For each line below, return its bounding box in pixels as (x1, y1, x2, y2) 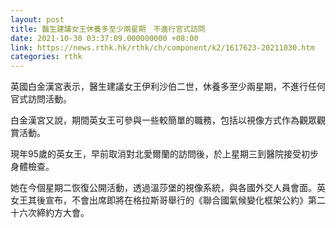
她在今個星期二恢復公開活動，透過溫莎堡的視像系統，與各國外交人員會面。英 (10, 182, 326, 194)
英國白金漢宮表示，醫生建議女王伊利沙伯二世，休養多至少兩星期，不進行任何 (10, 81, 326, 93)
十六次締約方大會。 (10, 207, 90, 219)
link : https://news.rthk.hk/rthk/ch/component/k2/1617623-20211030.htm (10, 42, 315, 53)
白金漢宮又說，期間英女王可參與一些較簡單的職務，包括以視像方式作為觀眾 (10, 114, 317, 126)
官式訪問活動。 (10, 93, 72, 105)
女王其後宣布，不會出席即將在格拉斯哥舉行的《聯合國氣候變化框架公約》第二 (10, 194, 326, 206)
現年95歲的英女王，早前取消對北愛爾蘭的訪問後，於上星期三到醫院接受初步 (10, 148, 319, 160)
